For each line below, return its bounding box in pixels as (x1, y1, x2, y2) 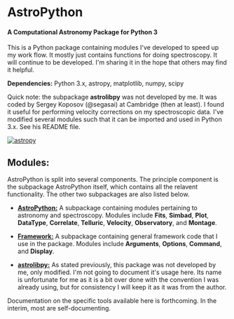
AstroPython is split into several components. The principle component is (7, 175, 219, 184)
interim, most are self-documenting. (7, 304, 111, 313)
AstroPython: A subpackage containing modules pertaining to (17, 204, 198, 212)
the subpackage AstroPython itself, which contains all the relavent (7, 183, 198, 191)
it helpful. (7, 66, 35, 74)
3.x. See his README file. (7, 123, 81, 131)
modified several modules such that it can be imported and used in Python (7, 115, 222, 123)
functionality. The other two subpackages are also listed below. (7, 190, 190, 198)
